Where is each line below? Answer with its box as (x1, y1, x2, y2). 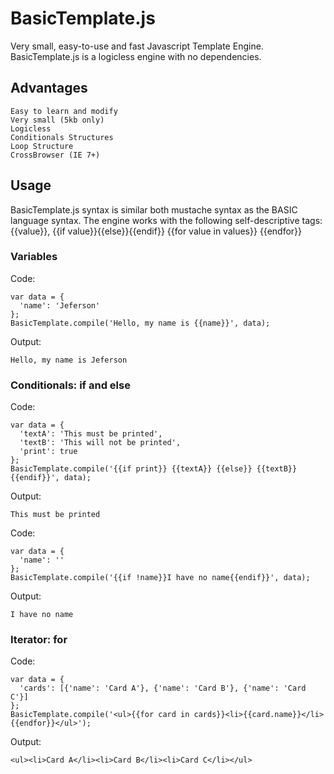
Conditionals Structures (10, 132, 114, 142)
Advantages (10, 80, 88, 97)
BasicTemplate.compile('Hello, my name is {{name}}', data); (10, 318, 271, 328)
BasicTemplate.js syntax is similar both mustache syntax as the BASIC (10, 203, 298, 216)
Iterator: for (10, 633, 68, 647)
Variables (10, 250, 58, 264)
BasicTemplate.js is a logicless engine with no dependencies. (10, 50, 262, 62)
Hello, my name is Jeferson (10, 355, 128, 365)
